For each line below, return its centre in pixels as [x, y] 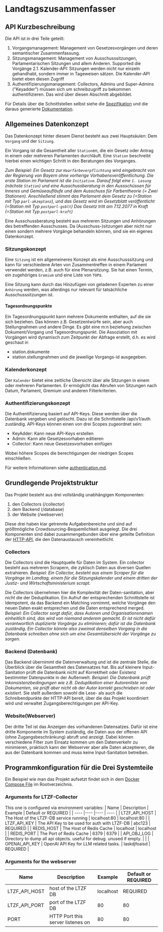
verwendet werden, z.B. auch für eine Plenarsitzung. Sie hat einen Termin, [79, 270]
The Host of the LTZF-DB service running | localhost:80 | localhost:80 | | [77, 818]
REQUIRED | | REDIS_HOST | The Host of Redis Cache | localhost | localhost [81, 828]
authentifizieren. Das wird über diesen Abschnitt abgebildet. [72, 94]
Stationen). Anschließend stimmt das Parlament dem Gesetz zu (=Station [78, 196]
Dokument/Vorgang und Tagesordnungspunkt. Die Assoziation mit [71, 332]
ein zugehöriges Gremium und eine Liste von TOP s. [54, 275]
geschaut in [17, 342]
